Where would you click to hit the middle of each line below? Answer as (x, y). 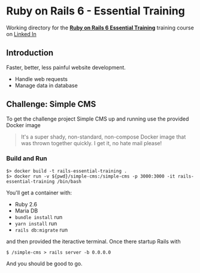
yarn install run (36, 223)
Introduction (30, 53)
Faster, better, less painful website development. (66, 67)
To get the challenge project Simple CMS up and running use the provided (98, 119)
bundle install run (39, 217)
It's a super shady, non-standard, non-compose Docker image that (103, 137)
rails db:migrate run (41, 230)
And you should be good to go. (44, 263)
